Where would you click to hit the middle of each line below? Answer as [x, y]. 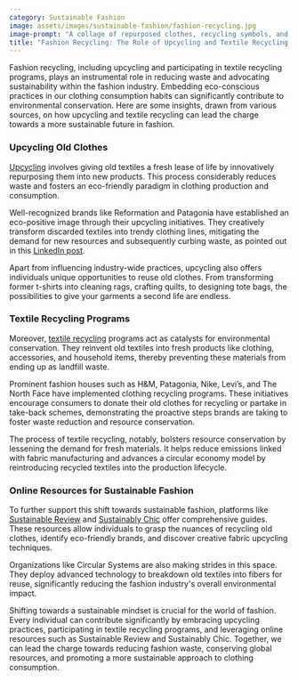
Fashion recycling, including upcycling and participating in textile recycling [146, 68]
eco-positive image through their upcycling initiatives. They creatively [137, 222]
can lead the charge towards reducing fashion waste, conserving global [141, 649]
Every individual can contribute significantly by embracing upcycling [134, 620]
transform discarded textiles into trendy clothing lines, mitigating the [134, 231]
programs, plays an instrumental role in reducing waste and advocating [139, 77]
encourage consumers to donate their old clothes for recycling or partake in [148, 402]
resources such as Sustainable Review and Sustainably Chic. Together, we [145, 639]
